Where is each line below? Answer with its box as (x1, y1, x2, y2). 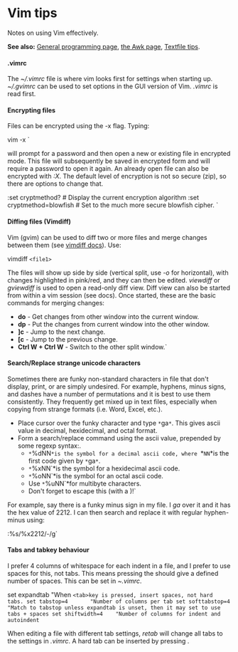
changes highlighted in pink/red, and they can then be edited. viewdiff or (7, 275, 220, 284)
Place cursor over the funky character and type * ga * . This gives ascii (17, 419, 220, 427)
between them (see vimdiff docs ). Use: (7, 241, 121, 249)
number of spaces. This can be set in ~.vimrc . (7, 577, 142, 585)
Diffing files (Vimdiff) (7, 217, 71, 226)
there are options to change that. (7, 179, 104, 188)
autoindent (7, 616, 40, 624)
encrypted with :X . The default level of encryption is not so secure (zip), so (7, 172, 227, 181)
